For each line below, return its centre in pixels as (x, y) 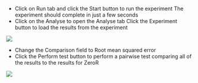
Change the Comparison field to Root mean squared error (85, 50)
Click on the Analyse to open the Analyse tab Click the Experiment (96, 21)
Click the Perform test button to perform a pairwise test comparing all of (103, 56)
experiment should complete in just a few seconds (76, 15)
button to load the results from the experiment (71, 27)
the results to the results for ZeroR (57, 63)
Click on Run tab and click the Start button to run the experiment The (99, 9)
